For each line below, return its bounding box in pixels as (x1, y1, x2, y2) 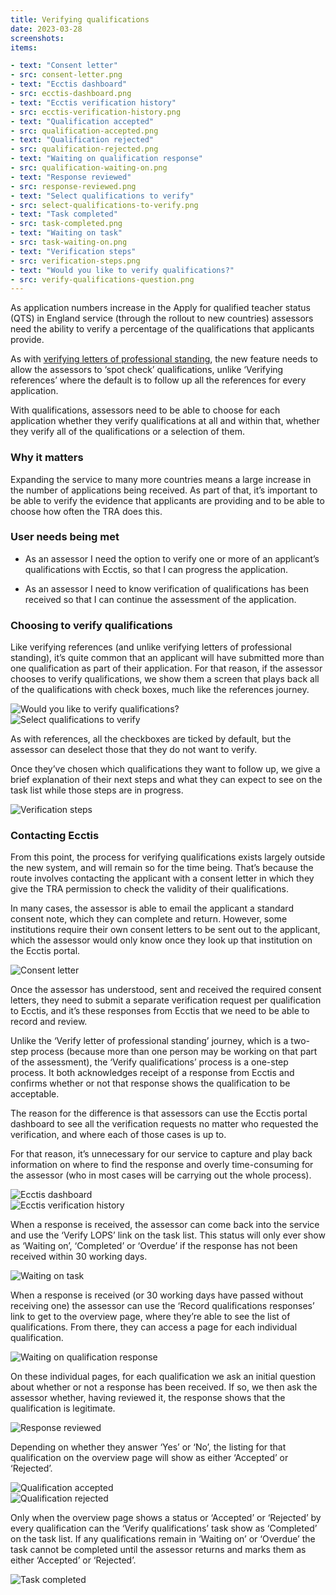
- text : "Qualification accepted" (10, 116, 155, 126)
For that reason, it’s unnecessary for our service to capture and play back (10, 1148, 313, 1160)
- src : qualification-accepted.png (10, 126, 159, 136)
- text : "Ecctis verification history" (10, 97, 177, 108)
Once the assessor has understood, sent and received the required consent (10, 984, 322, 996)
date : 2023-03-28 (10, 24, 83, 34)
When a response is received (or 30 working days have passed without (10, 1289, 304, 1301)
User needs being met (10, 530, 120, 544)
